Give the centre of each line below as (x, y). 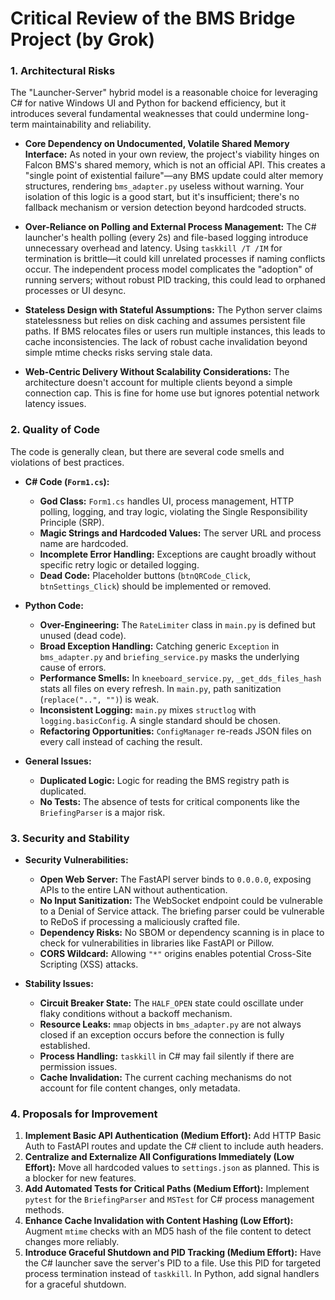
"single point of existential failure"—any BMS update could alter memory (174, 176)
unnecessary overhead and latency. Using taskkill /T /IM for (153, 248)
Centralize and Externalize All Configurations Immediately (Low (159, 1157)
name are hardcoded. (84, 543)
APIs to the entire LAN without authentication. (133, 890)
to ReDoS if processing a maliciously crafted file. (139, 922)
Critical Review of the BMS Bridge (153, 18)
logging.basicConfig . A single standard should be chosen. (160, 720)
